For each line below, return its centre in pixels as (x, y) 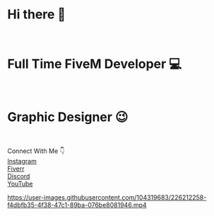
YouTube (20, 183)
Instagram (22, 161)
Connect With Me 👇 (36, 151)
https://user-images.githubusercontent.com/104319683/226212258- (107, 197)
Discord (19, 176)
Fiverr (16, 169)
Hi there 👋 (36, 15)
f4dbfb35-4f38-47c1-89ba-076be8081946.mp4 (77, 205)
